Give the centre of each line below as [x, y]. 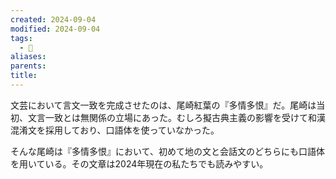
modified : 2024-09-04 [55, 29]
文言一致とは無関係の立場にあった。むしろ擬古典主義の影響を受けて [167, 117]
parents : [28, 66]
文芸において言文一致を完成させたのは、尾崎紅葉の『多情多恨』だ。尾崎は [163, 105]
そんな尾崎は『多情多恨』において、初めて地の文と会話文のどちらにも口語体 [167, 151]
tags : [21, 38]
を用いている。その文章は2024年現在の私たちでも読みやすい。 [139, 163]
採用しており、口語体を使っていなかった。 [132, 130]
